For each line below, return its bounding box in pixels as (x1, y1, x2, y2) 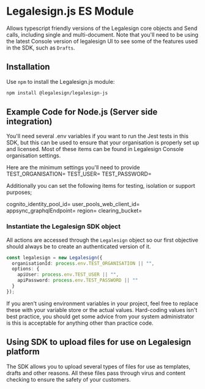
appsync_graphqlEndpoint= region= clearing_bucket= (6, 207, 143, 215)
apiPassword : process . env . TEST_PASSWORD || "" (17, 277, 138, 284)
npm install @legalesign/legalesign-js (6, 90, 108, 96)
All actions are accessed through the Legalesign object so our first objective (6, 236, 199, 243)
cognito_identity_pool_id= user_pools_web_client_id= (6, 201, 140, 208)
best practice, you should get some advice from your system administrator (6, 313, 195, 320)
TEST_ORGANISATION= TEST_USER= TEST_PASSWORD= (6, 170, 152, 178)
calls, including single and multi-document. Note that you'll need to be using (6, 31, 199, 38)
